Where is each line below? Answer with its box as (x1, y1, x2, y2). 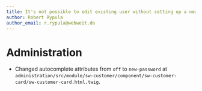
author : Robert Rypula (6, 14, 63, 20)
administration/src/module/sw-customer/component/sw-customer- (14, 73, 177, 79)
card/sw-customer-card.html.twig (14, 79, 99, 86)
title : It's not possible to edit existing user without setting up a (6, 8, 187, 15)
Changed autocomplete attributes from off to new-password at (14, 65, 167, 72)
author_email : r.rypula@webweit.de (6, 20, 96, 26)
